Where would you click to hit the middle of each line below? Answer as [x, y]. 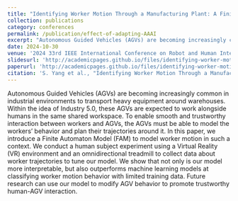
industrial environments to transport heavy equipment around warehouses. [117, 100]
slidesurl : [23, 60]
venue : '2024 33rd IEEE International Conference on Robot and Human [112, 54]
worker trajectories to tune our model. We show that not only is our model [115, 161]
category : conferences [41, 27]
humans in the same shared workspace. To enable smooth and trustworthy [117, 116]
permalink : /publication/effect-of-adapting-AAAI [82, 34]
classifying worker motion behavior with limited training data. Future [107, 176]
